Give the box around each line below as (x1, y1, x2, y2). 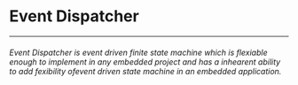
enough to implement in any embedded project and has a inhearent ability (9, 56, 281, 67)
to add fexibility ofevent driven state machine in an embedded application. (9, 66, 282, 76)
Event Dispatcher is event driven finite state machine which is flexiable (9, 47, 268, 58)
